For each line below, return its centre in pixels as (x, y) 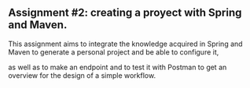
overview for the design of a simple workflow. (82, 75)
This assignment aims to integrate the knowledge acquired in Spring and (125, 44)
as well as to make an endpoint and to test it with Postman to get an (118, 67)
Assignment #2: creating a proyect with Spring (125, 13)
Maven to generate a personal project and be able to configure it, (114, 52)
